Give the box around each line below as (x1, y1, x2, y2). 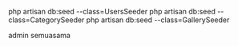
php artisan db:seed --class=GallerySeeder (86, 15, 230, 25)
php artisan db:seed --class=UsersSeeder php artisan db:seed (8, 7, 216, 16)
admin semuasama (8, 31, 71, 40)
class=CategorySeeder (8, 15, 85, 25)
